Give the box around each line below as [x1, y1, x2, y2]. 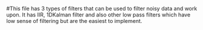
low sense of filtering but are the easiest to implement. [6, 18, 142, 24]
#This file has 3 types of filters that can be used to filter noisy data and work [6, 5, 198, 12]
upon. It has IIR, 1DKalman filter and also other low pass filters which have [6, 11, 191, 18]
